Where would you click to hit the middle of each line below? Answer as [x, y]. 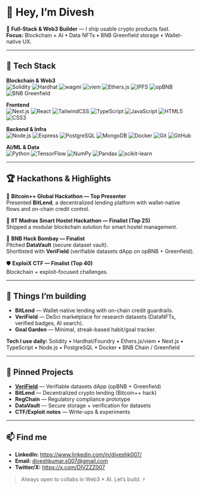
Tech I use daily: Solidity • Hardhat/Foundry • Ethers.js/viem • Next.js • [95, 341]
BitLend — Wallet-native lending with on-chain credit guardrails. [94, 310]
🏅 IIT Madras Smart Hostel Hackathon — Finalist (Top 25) [78, 220]
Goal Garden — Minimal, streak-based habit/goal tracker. [86, 329]
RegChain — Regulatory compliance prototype [72, 399]
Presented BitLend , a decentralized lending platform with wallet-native [93, 202]
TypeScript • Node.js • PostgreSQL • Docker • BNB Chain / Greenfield [93, 347]
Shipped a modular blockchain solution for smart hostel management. [92, 226]
